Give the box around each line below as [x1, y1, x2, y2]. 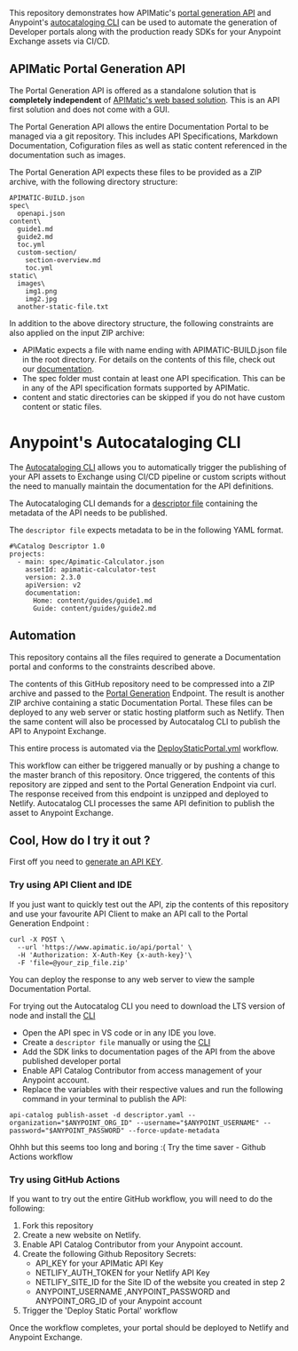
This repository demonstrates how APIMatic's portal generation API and [9, 8, 271, 18]
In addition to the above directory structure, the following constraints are [9, 317, 274, 328]
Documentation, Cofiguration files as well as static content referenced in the [9, 140, 288, 150]
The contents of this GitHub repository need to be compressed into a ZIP [9, 678, 275, 689]
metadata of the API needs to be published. [9, 507, 169, 518]
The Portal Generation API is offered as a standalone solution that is [9, 84, 257, 96]
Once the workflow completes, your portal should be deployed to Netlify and [9, 1322, 289, 1332]
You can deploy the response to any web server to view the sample [9, 973, 255, 985]
